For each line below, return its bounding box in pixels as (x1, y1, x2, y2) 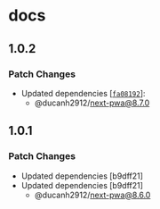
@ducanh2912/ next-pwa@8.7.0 (34, 97, 150, 108)
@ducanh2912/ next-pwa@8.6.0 (34, 189, 151, 200)
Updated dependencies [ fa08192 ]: (20, 88, 146, 98)
